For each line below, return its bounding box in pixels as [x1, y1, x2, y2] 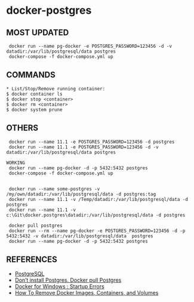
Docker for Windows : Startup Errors [14, 283, 104, 290]
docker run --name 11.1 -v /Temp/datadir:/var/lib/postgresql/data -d [8, 196, 188, 202]
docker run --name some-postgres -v [8, 186, 100, 192]
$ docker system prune [6, 106, 63, 112]
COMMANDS [6, 70, 56, 80]
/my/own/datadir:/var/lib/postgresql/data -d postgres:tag [6, 191, 156, 197]
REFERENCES [6, 255, 58, 265]
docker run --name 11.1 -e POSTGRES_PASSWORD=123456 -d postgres [8, 139, 175, 145]
